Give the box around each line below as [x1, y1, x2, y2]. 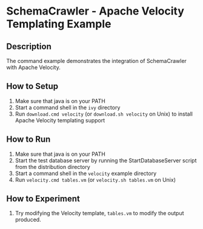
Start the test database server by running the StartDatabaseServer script [15, 156, 197, 164]
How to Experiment [6, 194, 80, 204]
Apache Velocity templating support [15, 116, 105, 124]
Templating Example [6, 17, 111, 31]
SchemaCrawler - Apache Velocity [6, 4, 185, 18]
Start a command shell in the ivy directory [15, 104, 121, 111]
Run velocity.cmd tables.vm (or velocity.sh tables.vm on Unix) [15, 176, 176, 183]
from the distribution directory [15, 163, 91, 170]
